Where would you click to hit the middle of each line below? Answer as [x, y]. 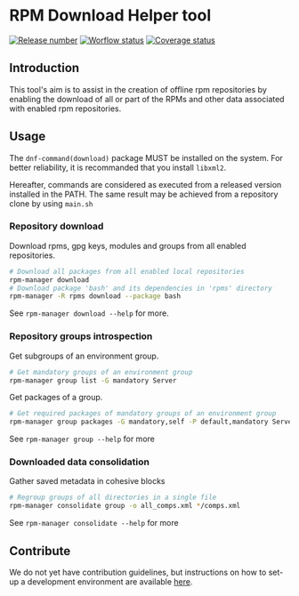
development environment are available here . [110, 582]
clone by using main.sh [51, 203]
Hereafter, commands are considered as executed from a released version [145, 184]
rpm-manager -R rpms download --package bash [95, 296]
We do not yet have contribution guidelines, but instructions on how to [138, 572]
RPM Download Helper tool [110, 16]
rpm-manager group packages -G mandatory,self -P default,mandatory [139, 422]
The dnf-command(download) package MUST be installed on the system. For [146, 157]
